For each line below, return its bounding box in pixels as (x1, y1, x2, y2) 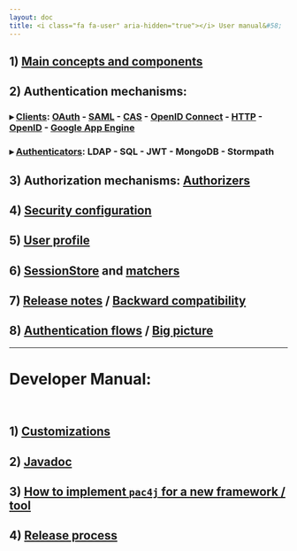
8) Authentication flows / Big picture (9, 323, 214, 338)
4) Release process (9, 528, 118, 543)
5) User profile (9, 233, 90, 248)
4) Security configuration (9, 203, 152, 218)
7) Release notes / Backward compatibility (9, 293, 247, 308)
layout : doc (9, 12, 53, 22)
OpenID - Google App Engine (9, 121, 135, 134)
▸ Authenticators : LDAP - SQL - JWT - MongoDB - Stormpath (9, 145, 275, 158)
